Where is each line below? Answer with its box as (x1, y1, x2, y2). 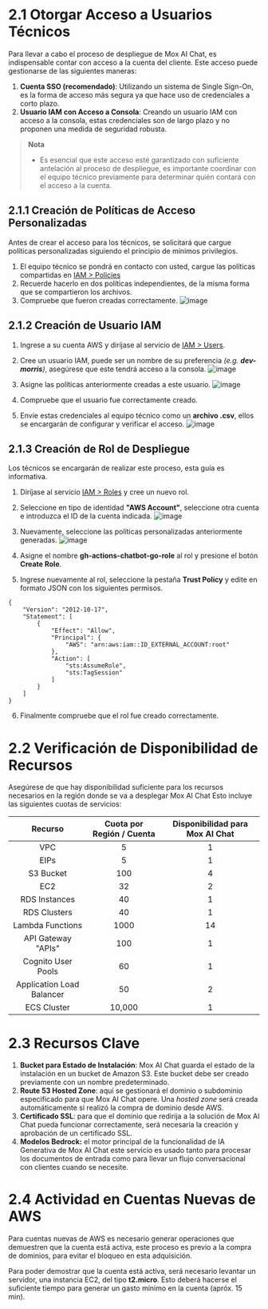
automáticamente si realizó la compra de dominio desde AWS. (19, 1103, 224, 1113)
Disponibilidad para (172, 819, 249, 830)
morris (19, 364, 43, 374)
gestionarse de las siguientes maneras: (8, 66, 137, 75)
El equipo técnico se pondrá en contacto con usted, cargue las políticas (19, 262, 256, 271)
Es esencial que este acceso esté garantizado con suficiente (39, 154, 239, 165)
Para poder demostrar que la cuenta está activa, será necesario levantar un (8, 1267, 257, 1276)
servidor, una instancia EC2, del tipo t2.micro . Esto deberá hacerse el (8, 1275, 238, 1285)
